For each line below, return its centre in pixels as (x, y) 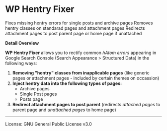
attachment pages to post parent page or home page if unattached (74, 33)
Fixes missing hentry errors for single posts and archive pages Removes (79, 23)
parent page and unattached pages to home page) (64, 110)
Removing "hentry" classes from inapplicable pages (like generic (81, 72)
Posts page (31, 99)
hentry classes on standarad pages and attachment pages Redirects (75, 28)
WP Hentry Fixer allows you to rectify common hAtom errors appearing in (81, 53)
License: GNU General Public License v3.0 (48, 124)
